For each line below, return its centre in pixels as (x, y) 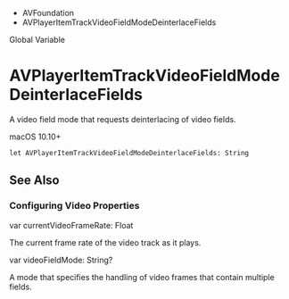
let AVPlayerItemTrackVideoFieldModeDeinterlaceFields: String (129, 153)
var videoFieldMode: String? (61, 260)
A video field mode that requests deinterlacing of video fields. (123, 119)
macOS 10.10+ (35, 137)
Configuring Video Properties (74, 206)
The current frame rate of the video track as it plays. (105, 242)
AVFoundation (48, 13)
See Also (34, 181)
